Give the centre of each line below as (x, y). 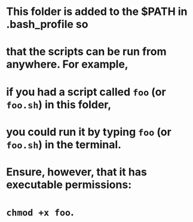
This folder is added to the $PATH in (97, 12)
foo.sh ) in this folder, (59, 104)
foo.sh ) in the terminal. (64, 145)
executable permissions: (69, 185)
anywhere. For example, (67, 64)
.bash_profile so (47, 24)
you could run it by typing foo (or (89, 132)
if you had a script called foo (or (86, 92)
